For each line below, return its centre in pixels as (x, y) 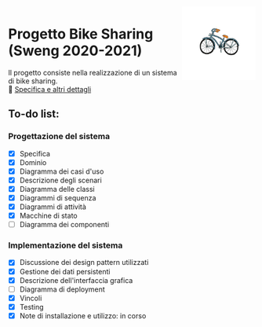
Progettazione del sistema (59, 137)
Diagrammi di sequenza (58, 197)
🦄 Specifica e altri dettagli (50, 89)
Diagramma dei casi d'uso (62, 171)
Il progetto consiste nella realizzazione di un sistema (93, 72)
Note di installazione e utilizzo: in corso (83, 315)
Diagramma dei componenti (64, 225)
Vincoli (31, 298)
